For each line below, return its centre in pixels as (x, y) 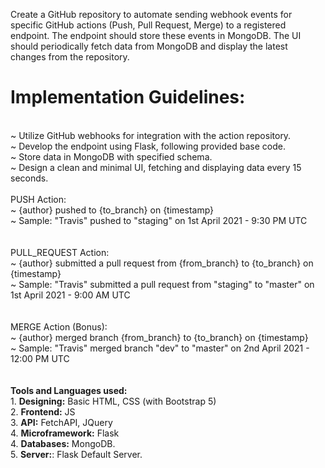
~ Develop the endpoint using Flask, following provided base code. (148, 146)
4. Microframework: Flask (65, 433)
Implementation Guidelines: (128, 97)
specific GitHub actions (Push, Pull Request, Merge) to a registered (148, 25)
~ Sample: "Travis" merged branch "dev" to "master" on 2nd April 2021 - (160, 348)
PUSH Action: (38, 199)
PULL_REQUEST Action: (60, 252)
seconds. (29, 178)
